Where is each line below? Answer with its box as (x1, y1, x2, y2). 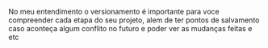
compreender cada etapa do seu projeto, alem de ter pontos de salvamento (8, 15, 260, 25)
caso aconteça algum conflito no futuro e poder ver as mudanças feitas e (8, 24, 253, 33)
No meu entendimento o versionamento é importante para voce (8, 7, 220, 16)
